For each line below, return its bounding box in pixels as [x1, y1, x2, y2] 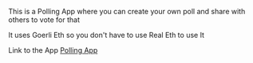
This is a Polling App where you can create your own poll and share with [8, 7, 246, 16]
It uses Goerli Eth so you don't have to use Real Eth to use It [8, 31, 205, 39]
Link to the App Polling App [8, 46, 98, 54]
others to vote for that [8, 15, 80, 24]
